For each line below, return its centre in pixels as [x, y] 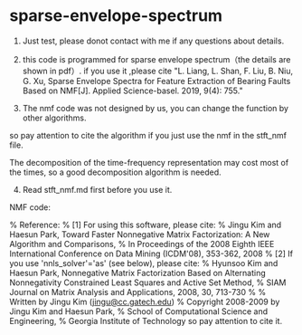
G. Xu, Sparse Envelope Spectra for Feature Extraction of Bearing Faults [156, 81]
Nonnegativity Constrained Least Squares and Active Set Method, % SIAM [148, 282]
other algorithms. [54, 118]
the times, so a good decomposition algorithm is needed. [115, 172]
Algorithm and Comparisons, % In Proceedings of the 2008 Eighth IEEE [142, 244]
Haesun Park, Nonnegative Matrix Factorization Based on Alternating [138, 273]
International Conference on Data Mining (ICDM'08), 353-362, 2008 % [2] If [151, 254]
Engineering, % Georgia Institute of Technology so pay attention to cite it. [146, 321]
